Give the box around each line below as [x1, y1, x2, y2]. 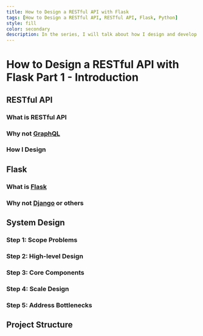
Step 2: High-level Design [6, 252, 84, 260]
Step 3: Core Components [6, 268, 84, 276]
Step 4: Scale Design [6, 284, 69, 293]
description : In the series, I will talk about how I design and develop [6, 32, 198, 38]
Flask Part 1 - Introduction [6, 70, 139, 84]
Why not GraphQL [6, 129, 61, 137]
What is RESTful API [6, 113, 67, 122]
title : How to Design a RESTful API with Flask [6, 9, 129, 15]
